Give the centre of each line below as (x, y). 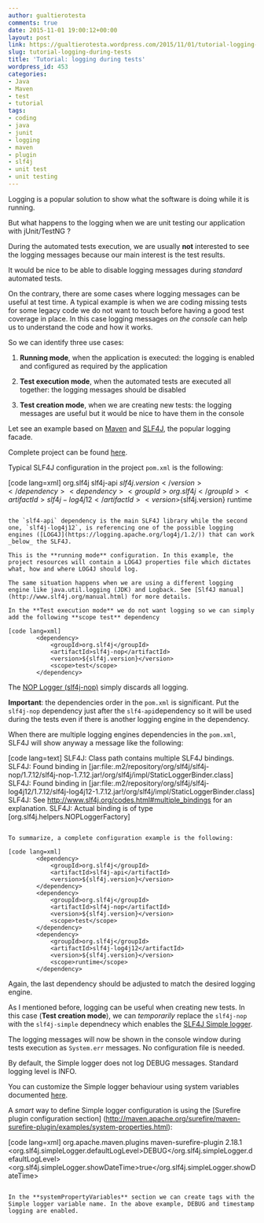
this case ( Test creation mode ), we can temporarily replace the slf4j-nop (128, 1015)
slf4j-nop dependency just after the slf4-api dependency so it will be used (130, 711)
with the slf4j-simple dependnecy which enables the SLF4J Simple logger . (130, 1024)
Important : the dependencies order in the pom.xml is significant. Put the (124, 702)
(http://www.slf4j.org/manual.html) (68, 597)
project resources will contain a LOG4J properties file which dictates (130, 562)
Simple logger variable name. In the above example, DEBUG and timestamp (132, 1204)
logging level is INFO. (42, 1071)
